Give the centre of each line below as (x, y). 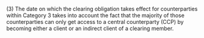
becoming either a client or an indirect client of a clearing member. (90, 28)
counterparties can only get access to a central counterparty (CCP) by (95, 22)
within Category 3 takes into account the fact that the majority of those (96, 15)
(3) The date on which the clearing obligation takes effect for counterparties (102, 9)
